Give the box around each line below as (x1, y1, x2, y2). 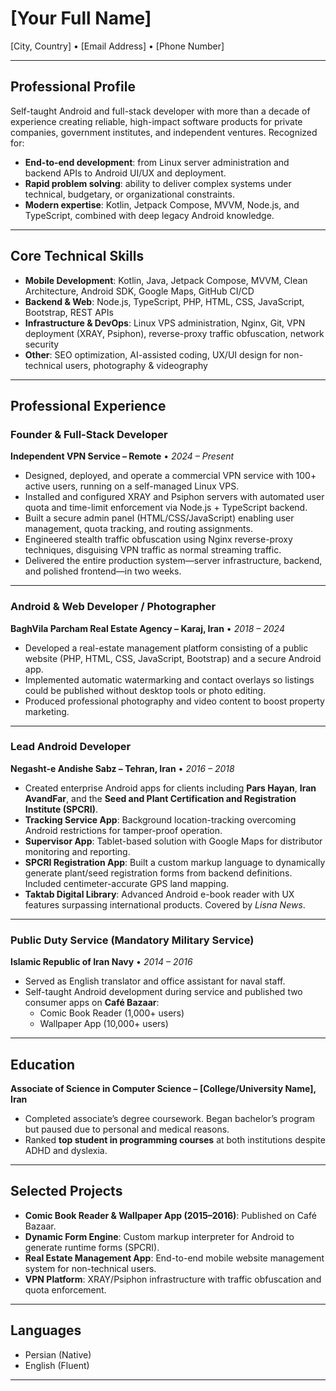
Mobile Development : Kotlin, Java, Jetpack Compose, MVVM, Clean (24, 274, 308, 286)
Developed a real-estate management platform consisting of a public (24, 642, 309, 654)
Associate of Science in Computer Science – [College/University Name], (10, 1082, 317, 1094)
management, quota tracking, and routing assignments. (24, 523, 253, 535)
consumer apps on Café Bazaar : (24, 997, 160, 1009)
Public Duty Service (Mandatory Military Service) (10, 933, 255, 947)
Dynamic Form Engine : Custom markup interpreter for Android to (24, 1230, 295, 1242)
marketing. (24, 705, 70, 717)
